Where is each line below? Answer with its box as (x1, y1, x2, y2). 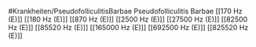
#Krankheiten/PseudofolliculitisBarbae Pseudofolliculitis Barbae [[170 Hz (8, 7, 243, 15)
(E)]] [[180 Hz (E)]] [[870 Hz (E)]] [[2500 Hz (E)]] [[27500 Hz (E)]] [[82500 (8, 15, 248, 24)
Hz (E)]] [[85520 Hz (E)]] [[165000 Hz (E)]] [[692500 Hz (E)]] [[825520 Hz (8, 23, 249, 32)
